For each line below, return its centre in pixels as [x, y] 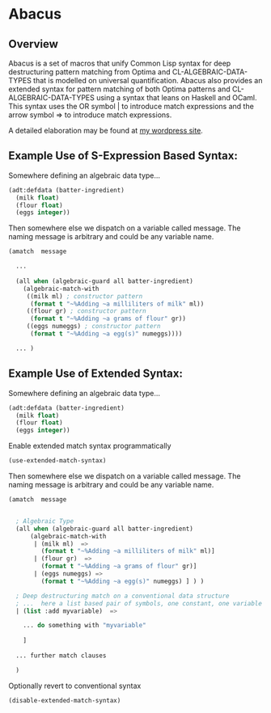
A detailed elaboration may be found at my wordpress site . [106, 131]
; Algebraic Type [45, 521]
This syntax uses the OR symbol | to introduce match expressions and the [131, 106]
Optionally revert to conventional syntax [75, 686]
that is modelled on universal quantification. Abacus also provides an [148, 80]
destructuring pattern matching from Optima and [90, 72]
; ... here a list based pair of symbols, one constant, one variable [139, 603]
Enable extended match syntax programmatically [90, 446]
